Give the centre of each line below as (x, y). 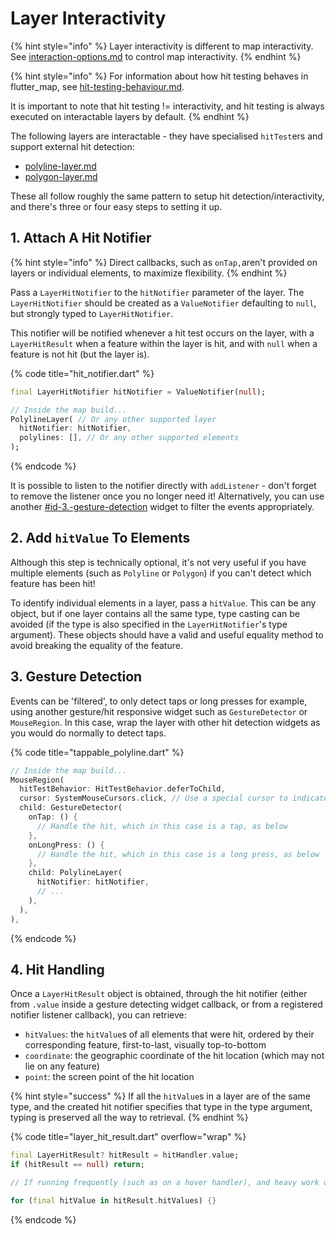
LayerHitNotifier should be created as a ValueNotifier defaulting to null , (163, 303)
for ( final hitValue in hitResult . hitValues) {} (113, 1200)
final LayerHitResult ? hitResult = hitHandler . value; (125, 1155)
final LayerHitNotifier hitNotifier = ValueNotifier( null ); (138, 392)
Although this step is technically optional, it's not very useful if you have (158, 562)
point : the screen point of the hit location (109, 1077)
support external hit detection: (72, 146)
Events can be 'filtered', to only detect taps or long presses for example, (159, 701)
